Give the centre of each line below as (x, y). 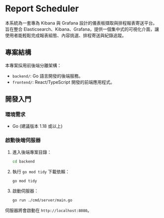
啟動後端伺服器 (23, 140)
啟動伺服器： (25, 191)
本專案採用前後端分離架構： (33, 65)
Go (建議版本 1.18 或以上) (37, 126)
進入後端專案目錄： (32, 152)
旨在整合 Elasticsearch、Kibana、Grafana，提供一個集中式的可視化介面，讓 (82, 29)
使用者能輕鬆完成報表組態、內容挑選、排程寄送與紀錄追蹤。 (66, 35)
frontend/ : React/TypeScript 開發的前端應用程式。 (63, 82)
